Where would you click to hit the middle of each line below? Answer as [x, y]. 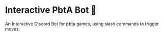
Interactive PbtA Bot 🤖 [51, 10]
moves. [13, 29]
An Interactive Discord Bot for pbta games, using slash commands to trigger [82, 24]
